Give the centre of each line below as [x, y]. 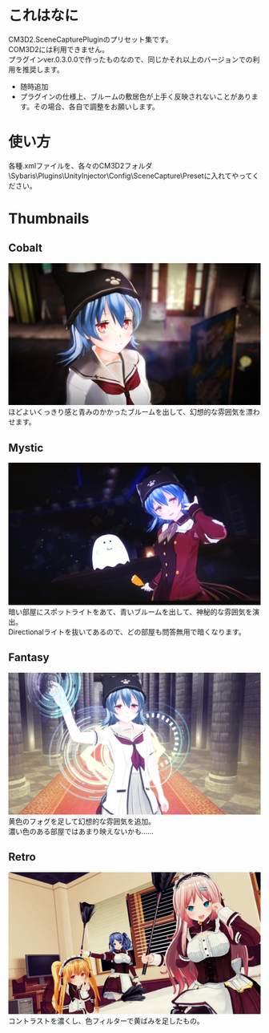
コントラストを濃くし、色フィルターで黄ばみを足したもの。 [106, 1021]
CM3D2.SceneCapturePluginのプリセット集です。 [90, 39]
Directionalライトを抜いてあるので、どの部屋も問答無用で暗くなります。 [127, 632]
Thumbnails [49, 219]
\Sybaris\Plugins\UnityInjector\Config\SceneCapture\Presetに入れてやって [130, 176]
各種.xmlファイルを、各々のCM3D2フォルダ [80, 165]
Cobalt [25, 248]
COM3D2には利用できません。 [59, 49]
